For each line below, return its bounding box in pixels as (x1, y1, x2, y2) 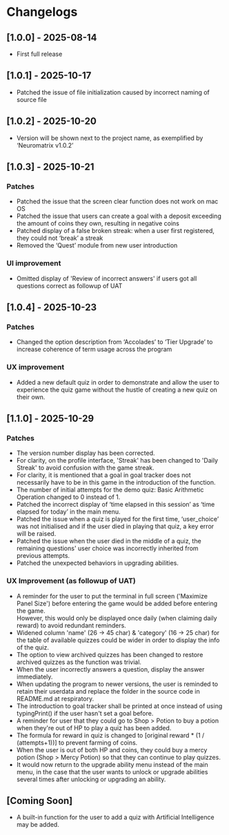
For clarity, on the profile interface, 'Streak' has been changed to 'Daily (16, 456, 219, 465)
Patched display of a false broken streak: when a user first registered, (16, 227, 215, 235)
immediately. (16, 672, 53, 681)
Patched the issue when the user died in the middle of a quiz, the (16, 537, 201, 545)
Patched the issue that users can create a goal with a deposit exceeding (16, 212, 221, 221)
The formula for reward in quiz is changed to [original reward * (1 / (16, 731, 205, 739)
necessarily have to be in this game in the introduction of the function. (16, 479, 216, 487)
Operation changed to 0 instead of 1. (16, 493, 121, 501)
